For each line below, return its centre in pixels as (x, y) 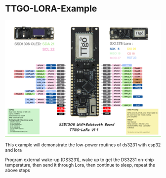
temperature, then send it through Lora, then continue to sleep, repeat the (80, 165)
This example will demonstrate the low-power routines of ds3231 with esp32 (83, 145)
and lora (14, 150)
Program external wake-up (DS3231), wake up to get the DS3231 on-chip (80, 160)
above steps (18, 170)
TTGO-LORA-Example (51, 9)
